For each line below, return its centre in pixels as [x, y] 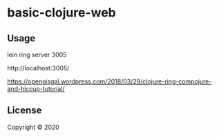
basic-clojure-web [61, 13]
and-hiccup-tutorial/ [36, 89]
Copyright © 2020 [34, 127]
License [25, 111]
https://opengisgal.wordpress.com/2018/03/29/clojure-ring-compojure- [109, 81]
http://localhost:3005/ [38, 68]
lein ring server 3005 [37, 55]
